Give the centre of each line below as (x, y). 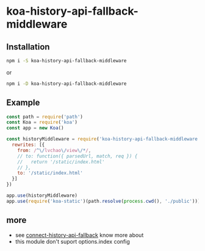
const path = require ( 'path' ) (45, 117)
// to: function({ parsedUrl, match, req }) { (77, 156)
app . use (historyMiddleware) (42, 196)
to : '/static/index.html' (50, 173)
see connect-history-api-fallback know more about (79, 235)
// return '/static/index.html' (61, 162)
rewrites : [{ (28, 145)
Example (23, 103)
